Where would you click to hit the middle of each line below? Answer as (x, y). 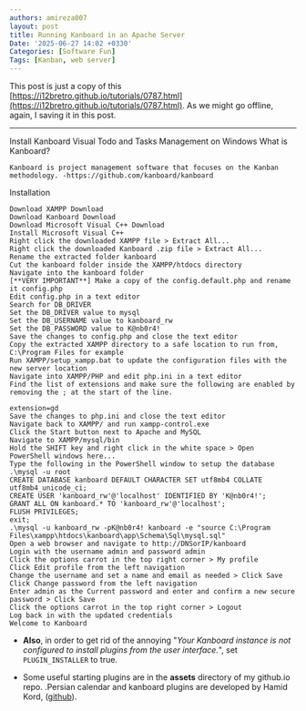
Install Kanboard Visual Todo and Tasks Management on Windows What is (149, 141)
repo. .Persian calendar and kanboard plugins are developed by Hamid (155, 687)
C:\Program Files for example (67, 352)
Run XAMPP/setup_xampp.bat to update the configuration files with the (148, 361)
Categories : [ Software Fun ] (63, 52)
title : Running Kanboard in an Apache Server (97, 35)
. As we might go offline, (228, 105)
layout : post (34, 26)
